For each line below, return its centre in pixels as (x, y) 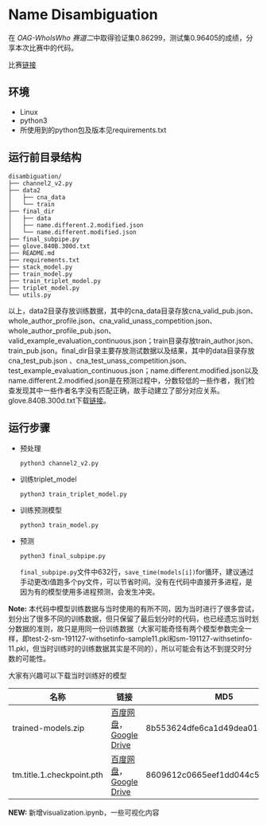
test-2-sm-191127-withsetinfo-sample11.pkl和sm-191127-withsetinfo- (141, 638)
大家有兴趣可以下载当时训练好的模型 (68, 676)
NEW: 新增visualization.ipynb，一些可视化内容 (84, 813)
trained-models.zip (48, 729)
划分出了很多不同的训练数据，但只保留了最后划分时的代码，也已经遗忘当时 (130, 619)
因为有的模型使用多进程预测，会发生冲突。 (89, 592)
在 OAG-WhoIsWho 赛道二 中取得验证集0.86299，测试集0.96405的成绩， (127, 37)
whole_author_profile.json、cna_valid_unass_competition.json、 (112, 320)
